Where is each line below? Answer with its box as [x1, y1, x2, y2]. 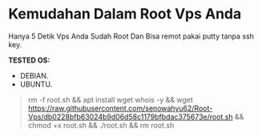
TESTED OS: [8, 55, 50, 65]
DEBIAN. [19, 71, 49, 80]
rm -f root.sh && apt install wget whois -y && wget [27, 95, 194, 104]
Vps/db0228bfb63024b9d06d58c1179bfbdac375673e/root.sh [27, 111, 234, 121]
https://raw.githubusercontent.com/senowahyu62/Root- [27, 103, 213, 113]
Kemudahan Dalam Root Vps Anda [8, 5, 242, 23]
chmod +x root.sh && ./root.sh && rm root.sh [27, 120, 175, 130]
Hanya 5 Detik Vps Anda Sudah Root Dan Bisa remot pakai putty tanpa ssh [8, 31, 255, 41]
